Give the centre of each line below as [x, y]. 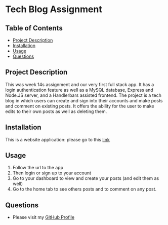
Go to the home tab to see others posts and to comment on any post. [85, 189]
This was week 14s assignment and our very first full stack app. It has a [80, 84]
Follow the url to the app [38, 168]
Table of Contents [34, 28]
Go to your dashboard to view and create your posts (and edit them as [86, 178]
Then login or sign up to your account [52, 173]
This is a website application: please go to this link [57, 139]
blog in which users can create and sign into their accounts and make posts [84, 100]
